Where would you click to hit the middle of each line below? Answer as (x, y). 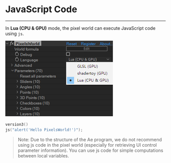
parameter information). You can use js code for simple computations (91, 150)
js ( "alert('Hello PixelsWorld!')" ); (44, 130)
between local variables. (44, 155)
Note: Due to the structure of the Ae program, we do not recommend (90, 139)
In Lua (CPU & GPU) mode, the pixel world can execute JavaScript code (80, 28)
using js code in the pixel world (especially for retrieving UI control (87, 145)
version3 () (17, 124)
